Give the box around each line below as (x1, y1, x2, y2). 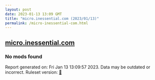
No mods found (5, 53, 42, 60)
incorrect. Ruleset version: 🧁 (5, 69, 62, 75)
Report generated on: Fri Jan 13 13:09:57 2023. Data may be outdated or (5, 64, 151, 70)
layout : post (5, 7, 32, 12)
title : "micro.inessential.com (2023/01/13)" (5, 16, 99, 21)
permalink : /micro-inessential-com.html (5, 20, 89, 26)
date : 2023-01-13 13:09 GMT (5, 12, 62, 16)
